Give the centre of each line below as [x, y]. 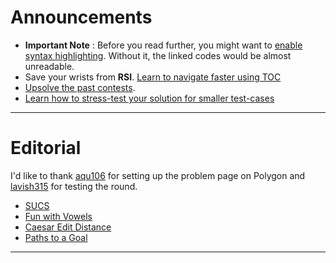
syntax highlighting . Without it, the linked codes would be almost [158, 55]
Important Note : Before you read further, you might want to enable [163, 45]
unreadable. [49, 66]
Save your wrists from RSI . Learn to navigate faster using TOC [153, 77]
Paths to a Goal [56, 237]
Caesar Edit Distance [68, 227]
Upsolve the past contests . [80, 87]
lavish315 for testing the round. [74, 186]
